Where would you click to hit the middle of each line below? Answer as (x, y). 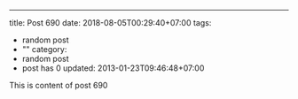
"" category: (44, 49)
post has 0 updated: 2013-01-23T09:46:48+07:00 (113, 68)
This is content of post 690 (59, 85)
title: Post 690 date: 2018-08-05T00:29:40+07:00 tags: (110, 23)
